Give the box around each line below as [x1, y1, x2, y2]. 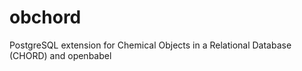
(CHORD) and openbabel [9, 49, 112, 61]
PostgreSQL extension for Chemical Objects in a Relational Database [9, 39, 292, 51]
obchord [9, 6, 82, 29]
